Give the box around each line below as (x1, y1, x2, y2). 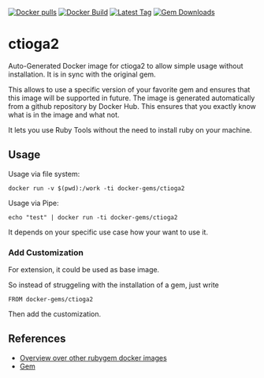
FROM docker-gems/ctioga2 (8, 296, 93, 304)
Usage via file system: (8, 169, 80, 178)
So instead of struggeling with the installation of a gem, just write (8, 280, 219, 290)
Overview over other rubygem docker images (19, 353, 167, 362)
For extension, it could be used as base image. (8, 265, 160, 275)
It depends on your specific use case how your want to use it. (8, 227, 209, 237)
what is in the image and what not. (8, 110, 120, 119)
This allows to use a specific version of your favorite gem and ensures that (8, 84, 251, 94)
